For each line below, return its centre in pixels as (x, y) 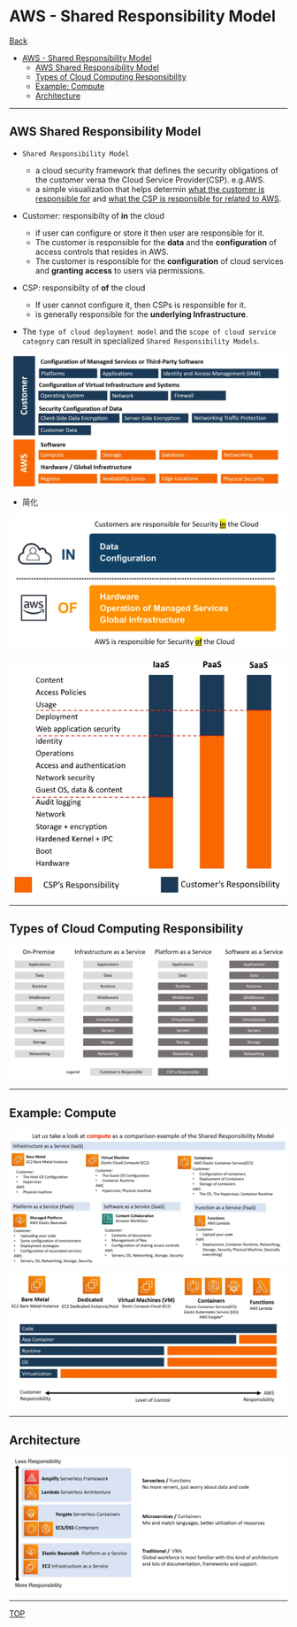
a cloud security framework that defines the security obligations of (156, 170)
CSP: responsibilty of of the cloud (84, 287)
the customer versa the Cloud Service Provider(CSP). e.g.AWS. (150, 180)
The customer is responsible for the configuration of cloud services (160, 261)
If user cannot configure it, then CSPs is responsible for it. (141, 305)
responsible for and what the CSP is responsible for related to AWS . (158, 198)
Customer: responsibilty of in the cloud (93, 215)
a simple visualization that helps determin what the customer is (150, 189)
